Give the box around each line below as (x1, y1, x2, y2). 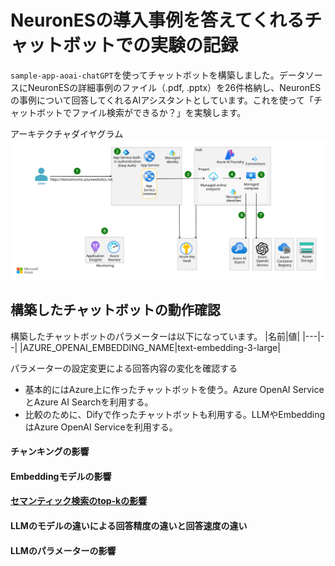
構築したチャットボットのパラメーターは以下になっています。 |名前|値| (10, 330, 301, 342)
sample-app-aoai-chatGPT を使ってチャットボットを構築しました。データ (10, 69, 306, 81)
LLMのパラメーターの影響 (10, 544, 117, 556)
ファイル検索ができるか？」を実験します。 (71, 106, 247, 118)
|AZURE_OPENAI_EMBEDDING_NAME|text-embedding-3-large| (19, 341, 281, 353)
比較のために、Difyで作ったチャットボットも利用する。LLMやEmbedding (24, 408, 326, 420)
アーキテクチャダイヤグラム (10, 127, 124, 140)
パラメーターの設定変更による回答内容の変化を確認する (10, 362, 238, 374)
